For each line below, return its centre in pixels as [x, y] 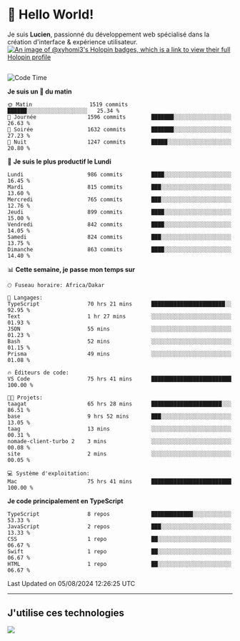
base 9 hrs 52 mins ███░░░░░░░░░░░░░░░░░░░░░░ [120, 417]
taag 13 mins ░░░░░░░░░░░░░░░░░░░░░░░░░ [120, 429]
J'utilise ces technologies [66, 613]
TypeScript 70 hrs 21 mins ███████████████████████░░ [120, 304]
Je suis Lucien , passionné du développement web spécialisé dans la [109, 34]
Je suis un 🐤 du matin [40, 91]
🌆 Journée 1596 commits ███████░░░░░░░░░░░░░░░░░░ [120, 117]
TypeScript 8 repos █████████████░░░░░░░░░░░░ [120, 514]
